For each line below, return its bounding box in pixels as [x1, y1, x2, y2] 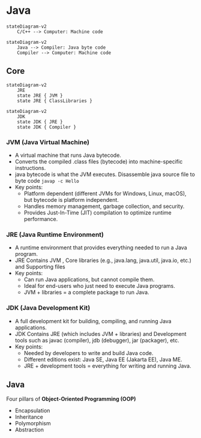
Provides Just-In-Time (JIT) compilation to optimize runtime [23, 209, 172, 216]
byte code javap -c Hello [14, 177, 80, 184]
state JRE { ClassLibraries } [17, 97, 93, 104]
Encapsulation [14, 407, 50, 415]
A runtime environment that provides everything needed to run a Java [14, 244, 187, 251]
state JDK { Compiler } [17, 124, 77, 130]
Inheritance [14, 413, 44, 421]
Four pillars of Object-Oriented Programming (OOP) [6, 395, 136, 403]
